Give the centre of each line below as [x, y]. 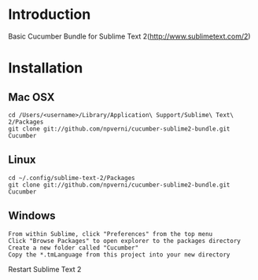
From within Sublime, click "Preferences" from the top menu [111, 234]
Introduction [50, 15]
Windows [32, 216]
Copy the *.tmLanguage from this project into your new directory [119, 254]
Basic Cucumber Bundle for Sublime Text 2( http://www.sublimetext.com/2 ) [129, 36]
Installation [46, 68]
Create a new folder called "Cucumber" [74, 248]
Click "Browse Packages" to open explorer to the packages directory [125, 241]
